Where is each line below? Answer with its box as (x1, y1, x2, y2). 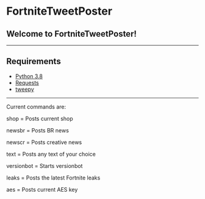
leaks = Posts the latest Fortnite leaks (6, 174, 101, 181)
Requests (15, 79, 39, 86)
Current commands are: (6, 103, 67, 110)
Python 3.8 (15, 72, 43, 80)
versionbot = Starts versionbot (6, 162, 83, 169)
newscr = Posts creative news (6, 139, 82, 146)
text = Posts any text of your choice (6, 150, 96, 157)
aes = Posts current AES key (6, 186, 78, 193)
